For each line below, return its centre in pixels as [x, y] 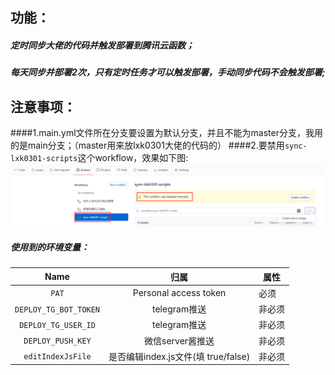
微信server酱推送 [179, 340]
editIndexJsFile [57, 357]
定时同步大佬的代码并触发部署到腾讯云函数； [102, 45]
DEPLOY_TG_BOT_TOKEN [57, 309]
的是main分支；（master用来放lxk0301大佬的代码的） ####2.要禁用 [147, 145]
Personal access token [179, 293]
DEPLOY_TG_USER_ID [57, 325]
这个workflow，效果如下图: [133, 158]
